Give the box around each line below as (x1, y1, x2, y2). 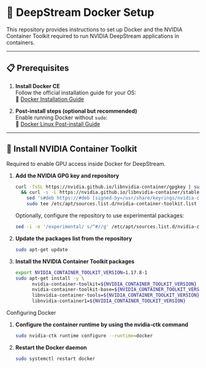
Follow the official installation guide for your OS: (15, 89, 137, 96)
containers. (6, 39, 35, 46)
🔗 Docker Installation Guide (15, 95, 85, 103)
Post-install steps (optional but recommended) (15, 107, 138, 115)
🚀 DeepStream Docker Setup (6, 6, 154, 20)
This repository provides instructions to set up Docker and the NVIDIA (6, 26, 183, 33)
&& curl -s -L (21, 189, 57, 195)
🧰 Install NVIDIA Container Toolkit (6, 144, 137, 154)
